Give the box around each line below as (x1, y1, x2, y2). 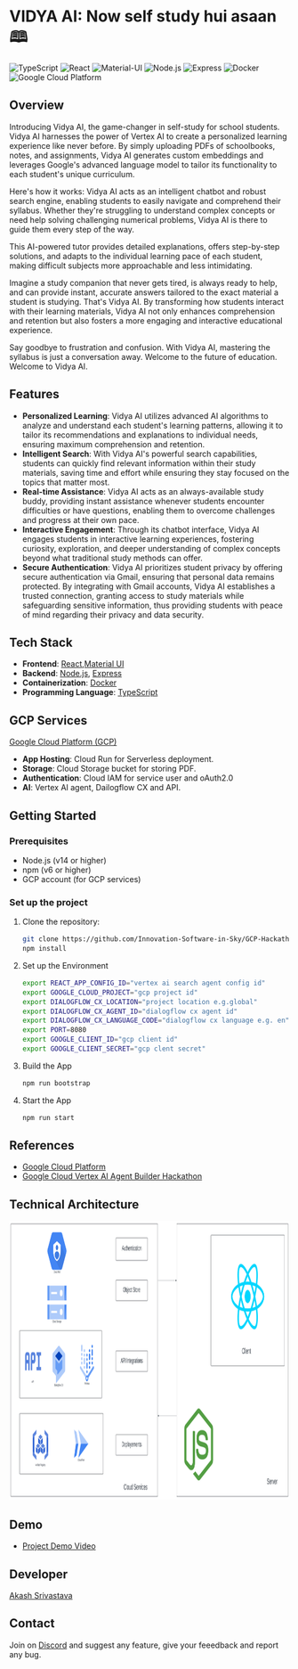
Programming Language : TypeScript (21, 687, 158, 698)
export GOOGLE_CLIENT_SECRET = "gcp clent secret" (21, 1044, 206, 1053)
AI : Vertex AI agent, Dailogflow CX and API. (21, 782, 181, 793)
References (9, 1138, 75, 1153)
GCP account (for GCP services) (21, 873, 141, 884)
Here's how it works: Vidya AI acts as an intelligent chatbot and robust (9, 185, 267, 197)
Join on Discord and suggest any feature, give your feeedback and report (9, 1640, 278, 1650)
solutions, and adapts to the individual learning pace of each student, (9, 250, 263, 261)
